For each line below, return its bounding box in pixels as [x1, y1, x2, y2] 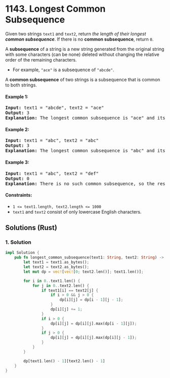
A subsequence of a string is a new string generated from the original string [5, 46, 164, 52]
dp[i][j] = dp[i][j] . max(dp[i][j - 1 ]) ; [50, 335, 137, 340]
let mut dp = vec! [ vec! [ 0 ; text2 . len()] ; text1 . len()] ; [23, 269, 144, 274]
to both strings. [5, 82, 37, 88]
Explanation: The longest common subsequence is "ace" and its [5, 115, 165, 121]
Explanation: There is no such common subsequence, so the [5, 181, 155, 186]
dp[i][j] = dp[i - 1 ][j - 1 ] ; [59, 297, 123, 303]
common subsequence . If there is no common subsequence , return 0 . [5, 36, 154, 42]
